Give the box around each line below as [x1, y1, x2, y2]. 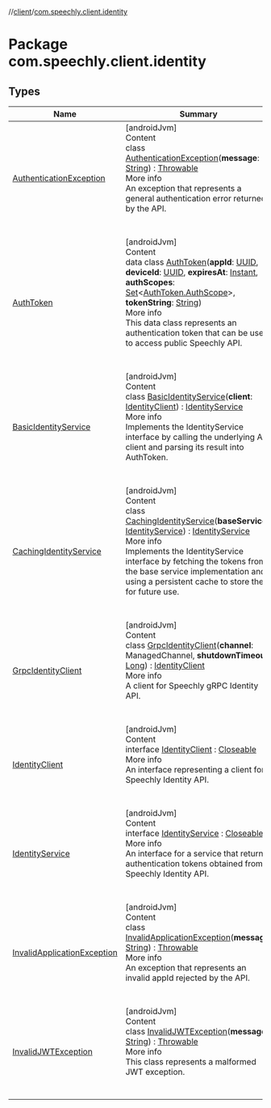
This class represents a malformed [125, 1056, 256, 1067]
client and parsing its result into [125, 442, 244, 452]
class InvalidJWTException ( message [125, 1026, 267, 1037]
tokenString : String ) [125, 297, 202, 308]
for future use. [125, 586, 180, 597]
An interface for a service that [125, 848, 239, 859]
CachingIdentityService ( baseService [125, 515, 268, 527]
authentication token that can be [125, 328, 248, 338]
